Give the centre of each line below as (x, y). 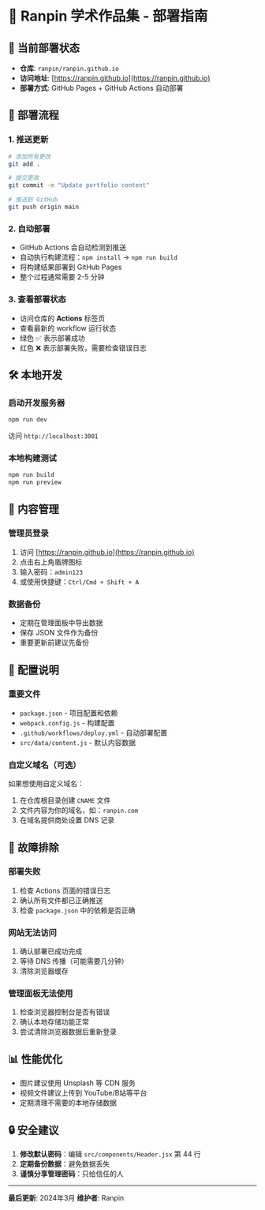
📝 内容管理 (34, 509)
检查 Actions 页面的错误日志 (65, 890)
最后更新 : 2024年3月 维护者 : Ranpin (66, 1198)
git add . (24, 164)
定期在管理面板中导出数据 (61, 623)
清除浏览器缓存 (44, 971)
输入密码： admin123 (51, 571)
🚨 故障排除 (34, 847)
